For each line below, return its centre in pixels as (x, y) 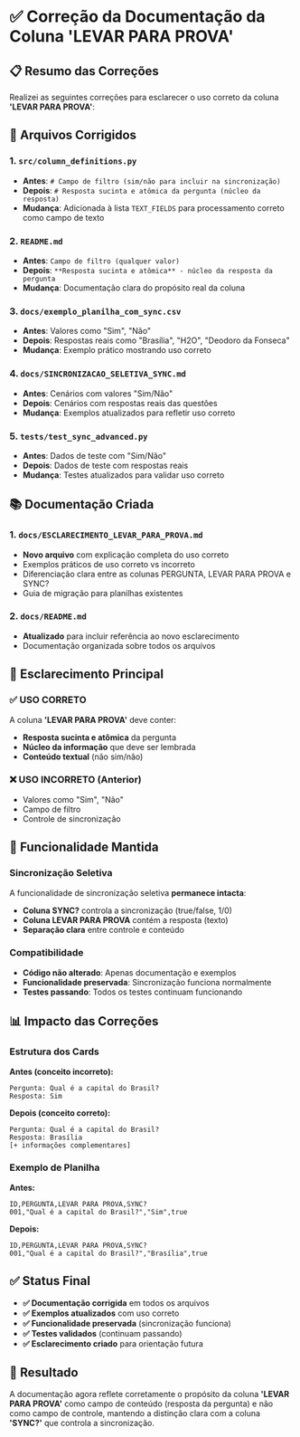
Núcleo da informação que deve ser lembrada (109, 747)
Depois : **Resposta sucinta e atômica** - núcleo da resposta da (147, 270)
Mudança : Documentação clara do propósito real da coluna (134, 288)
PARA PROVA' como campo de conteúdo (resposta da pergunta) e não (141, 1404)
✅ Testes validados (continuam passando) (102, 1333)
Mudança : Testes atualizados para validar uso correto (123, 475)
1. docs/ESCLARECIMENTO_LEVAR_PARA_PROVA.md (106, 535)
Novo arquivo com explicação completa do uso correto (126, 555)
